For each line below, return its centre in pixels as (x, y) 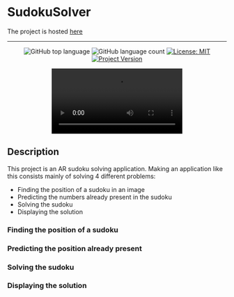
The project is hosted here (45, 31)
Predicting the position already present (75, 248)
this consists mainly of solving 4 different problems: (81, 176)
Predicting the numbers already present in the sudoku (94, 197)
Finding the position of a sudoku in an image (81, 189)
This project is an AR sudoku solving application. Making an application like (115, 168)
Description (33, 152)
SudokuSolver (49, 12)
